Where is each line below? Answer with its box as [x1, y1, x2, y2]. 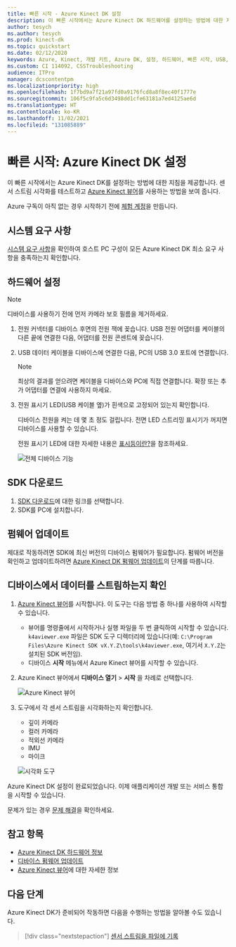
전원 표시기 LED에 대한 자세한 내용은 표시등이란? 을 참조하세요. [17, 439, 188, 448]
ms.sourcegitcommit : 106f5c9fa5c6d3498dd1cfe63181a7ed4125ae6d [7, 96, 197, 103]
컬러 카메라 [27, 727, 58, 735]
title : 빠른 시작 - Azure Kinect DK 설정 [7, 10, 122, 18]
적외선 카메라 [27, 735, 65, 744]
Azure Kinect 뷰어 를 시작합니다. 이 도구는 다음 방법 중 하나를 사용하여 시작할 [17, 599, 227, 608]
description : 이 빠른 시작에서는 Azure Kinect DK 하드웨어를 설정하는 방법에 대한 [7, 17, 223, 24]
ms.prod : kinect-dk [7, 37, 65, 44]
